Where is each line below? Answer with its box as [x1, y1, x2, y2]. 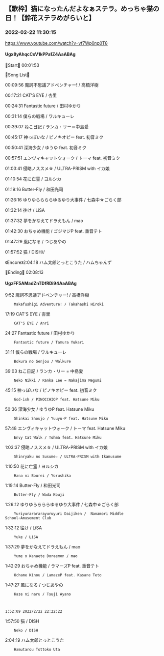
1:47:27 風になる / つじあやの [5, 582, 64, 588]
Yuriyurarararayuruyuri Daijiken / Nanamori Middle [14, 512, 124, 516]
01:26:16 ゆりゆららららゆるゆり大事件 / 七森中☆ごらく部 [5, 197, 121, 202]
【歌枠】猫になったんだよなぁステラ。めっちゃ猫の [5, 4, 160, 13]
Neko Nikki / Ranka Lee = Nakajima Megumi [14, 378, 102, 383]
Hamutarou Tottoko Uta [14, 647, 60, 652]
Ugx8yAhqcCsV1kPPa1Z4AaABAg [5, 51, 76, 57]
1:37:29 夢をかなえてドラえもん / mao [5, 544, 81, 550]
